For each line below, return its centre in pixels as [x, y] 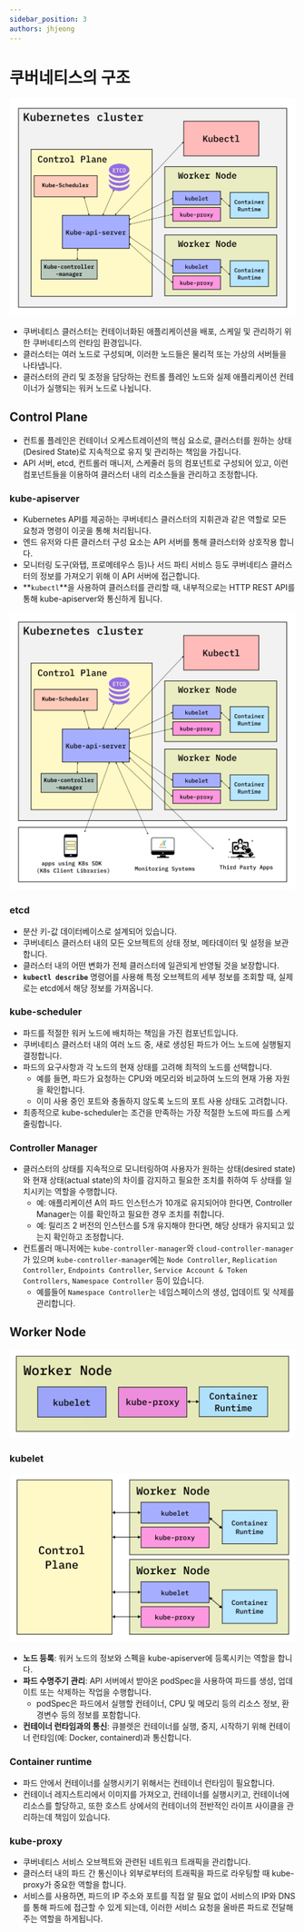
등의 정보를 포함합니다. [100, 1715]
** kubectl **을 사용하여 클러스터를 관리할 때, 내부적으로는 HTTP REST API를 [159, 587]
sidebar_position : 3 [49, 19]
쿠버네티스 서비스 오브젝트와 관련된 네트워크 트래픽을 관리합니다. [137, 1862]
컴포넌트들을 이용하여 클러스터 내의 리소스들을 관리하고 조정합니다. [140, 474]
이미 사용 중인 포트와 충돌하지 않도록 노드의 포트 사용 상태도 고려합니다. [162, 1101]
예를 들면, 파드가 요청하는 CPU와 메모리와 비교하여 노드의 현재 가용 [155, 1078]
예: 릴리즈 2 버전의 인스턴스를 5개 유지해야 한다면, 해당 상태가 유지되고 [161, 1225]
